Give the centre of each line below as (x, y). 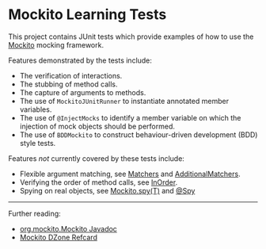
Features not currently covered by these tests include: (96, 158)
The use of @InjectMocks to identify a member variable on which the (130, 117)
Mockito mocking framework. (56, 44)
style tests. (38, 143)
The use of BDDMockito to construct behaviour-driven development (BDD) (139, 134)
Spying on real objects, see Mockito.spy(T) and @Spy (107, 190)
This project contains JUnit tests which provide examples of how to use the (131, 36)
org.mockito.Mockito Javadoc (68, 228)
